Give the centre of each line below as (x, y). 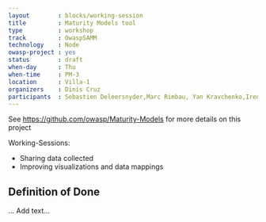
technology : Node (44, 45)
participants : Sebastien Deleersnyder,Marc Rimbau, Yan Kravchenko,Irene (136, 97)
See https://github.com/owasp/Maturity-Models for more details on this (125, 119)
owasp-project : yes (42, 52)
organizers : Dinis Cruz (55, 89)
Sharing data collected (56, 159)
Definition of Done (54, 191)
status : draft (46, 60)
